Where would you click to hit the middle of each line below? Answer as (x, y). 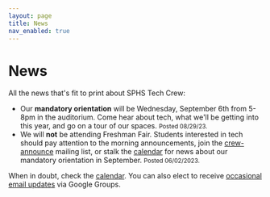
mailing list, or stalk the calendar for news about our (141, 152)
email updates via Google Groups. (64, 184)
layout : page (30, 16)
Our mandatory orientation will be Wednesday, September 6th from (133, 109)
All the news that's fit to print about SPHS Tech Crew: (97, 93)
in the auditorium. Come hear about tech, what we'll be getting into (148, 117)
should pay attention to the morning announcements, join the (121, 143)
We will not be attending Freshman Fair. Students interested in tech (131, 135)
